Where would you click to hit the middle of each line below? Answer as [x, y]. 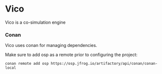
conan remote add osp [27, 64]
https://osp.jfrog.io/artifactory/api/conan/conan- [104, 64]
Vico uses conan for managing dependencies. [51, 45]
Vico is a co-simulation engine [35, 22]
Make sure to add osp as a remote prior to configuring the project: [71, 55]
